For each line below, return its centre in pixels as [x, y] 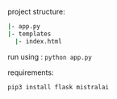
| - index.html [38, 41]
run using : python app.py [50, 56]
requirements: [31, 72]
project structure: [36, 12]
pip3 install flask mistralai [58, 87]
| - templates [29, 34]
